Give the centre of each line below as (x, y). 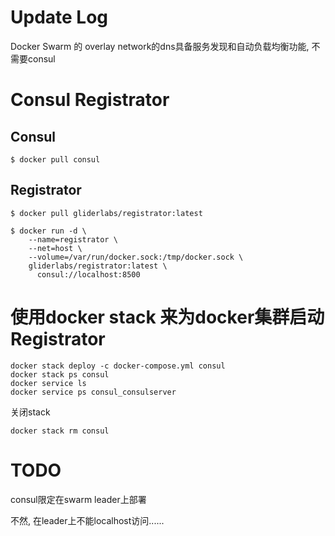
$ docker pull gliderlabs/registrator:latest (106, 213)
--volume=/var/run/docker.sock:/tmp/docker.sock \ (136, 257)
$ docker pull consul (55, 159)
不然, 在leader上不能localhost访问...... (87, 520)
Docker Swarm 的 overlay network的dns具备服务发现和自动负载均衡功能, (160, 46)
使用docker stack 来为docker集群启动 (167, 317)
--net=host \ (55, 248)
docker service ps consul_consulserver (93, 392)
